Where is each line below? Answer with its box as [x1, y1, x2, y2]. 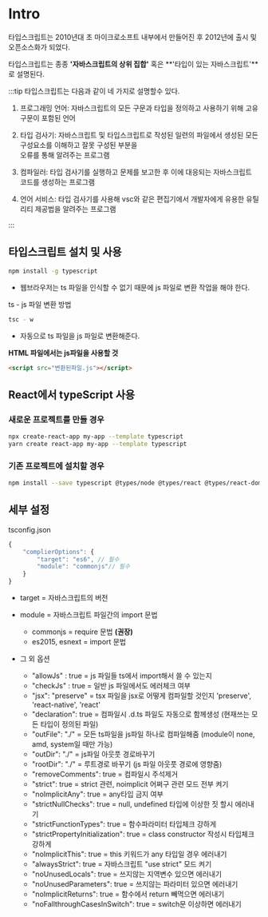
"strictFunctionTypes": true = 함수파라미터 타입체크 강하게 [31, 819, 217, 829]
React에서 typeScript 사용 [8, 388, 136, 401]
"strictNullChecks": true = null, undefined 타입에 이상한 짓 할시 [31, 799, 234, 809]
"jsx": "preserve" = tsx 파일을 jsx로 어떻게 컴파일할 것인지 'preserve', [31, 691, 252, 700]
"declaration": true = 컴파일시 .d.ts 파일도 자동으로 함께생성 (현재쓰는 [31, 709, 250, 720]
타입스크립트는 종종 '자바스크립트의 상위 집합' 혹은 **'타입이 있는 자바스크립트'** [8, 59, 259, 69]
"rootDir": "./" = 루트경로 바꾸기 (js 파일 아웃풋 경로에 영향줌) [31, 760, 223, 769]
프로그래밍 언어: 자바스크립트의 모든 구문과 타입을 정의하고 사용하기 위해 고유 [19, 103, 259, 113]
